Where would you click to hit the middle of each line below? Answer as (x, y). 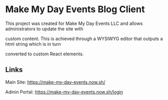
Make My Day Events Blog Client (75, 9)
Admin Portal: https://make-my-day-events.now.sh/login (64, 92)
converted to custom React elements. (45, 54)
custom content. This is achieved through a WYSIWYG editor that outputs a (84, 39)
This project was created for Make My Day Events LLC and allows (74, 23)
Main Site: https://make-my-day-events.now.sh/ (55, 82)
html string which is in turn (33, 44)
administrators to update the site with (44, 28)
